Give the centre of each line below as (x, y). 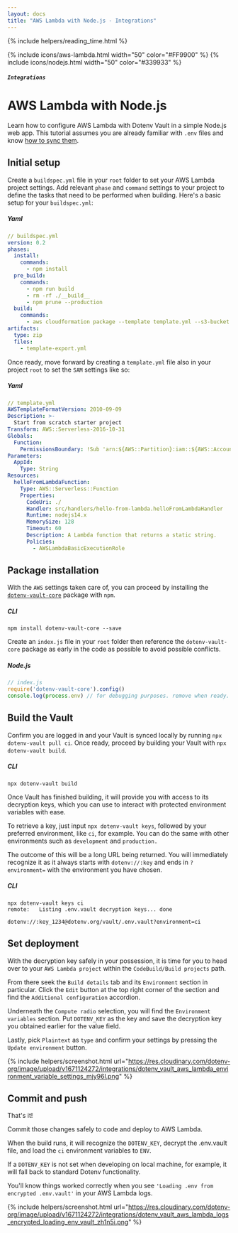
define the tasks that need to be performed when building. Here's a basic (114, 195)
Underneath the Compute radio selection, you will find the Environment (109, 1011)
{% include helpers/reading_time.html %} (67, 41)
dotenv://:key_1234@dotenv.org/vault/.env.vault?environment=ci (104, 922)
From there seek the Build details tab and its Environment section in (108, 982)
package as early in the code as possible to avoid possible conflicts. (121, 649)
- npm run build (50, 289)
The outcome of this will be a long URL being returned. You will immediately (118, 854)
